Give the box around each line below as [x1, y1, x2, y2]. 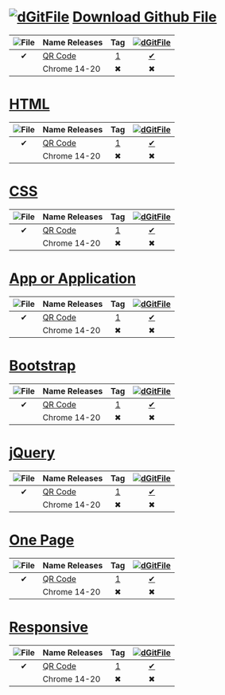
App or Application [9, 269, 136, 287]
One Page [9, 531, 75, 549]
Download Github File [72, 8, 217, 26]
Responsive [9, 618, 88, 636]
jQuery [9, 443, 56, 461]
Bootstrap [9, 356, 76, 375]
